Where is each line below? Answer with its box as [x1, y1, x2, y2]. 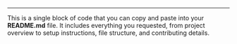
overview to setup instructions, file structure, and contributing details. [7, 29, 210, 37]
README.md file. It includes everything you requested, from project [7, 22, 206, 29]
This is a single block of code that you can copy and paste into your [7, 14, 205, 22]
